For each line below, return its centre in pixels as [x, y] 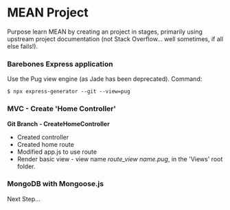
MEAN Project [48, 13]
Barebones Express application [60, 64]
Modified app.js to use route [57, 152]
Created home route [45, 144]
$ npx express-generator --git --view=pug [69, 92]
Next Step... [24, 199]
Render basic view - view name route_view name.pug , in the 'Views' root [120, 159]
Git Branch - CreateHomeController [58, 124]
